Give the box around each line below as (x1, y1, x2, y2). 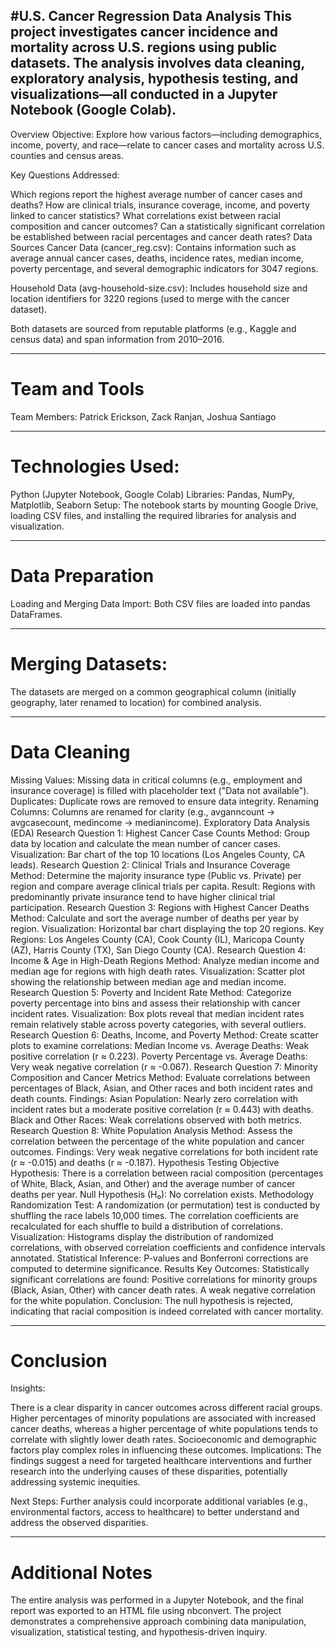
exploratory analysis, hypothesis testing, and (10, 70, 299, 88)
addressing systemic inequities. (10, 1476, 141, 1488)
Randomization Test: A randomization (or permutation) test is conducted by (10, 1199, 321, 1211)
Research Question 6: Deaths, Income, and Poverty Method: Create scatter (10, 1029, 319, 1041)
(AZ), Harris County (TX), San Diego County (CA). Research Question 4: (10, 944, 307, 956)
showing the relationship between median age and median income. (10, 975, 287, 988)
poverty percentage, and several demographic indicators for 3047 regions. (10, 262, 319, 274)
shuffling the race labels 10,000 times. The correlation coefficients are (10, 1209, 300, 1221)
